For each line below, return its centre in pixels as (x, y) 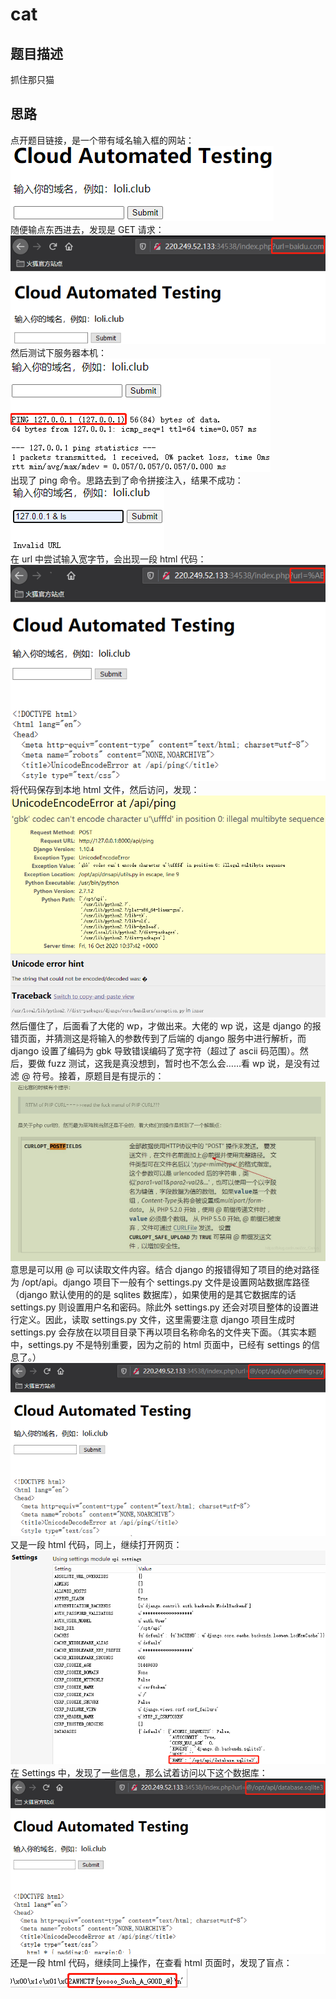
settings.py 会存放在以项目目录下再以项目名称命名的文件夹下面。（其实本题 (163, 1332)
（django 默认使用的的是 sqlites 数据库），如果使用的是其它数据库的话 (153, 1295)
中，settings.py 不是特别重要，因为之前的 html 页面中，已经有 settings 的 (161, 1345)
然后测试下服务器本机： (58, 352)
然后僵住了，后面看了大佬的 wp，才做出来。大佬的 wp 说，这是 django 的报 (166, 1025)
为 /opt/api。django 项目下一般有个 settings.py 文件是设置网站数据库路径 (160, 1282)
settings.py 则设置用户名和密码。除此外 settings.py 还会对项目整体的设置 (160, 1307)
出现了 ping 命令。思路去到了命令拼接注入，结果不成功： (127, 480)
